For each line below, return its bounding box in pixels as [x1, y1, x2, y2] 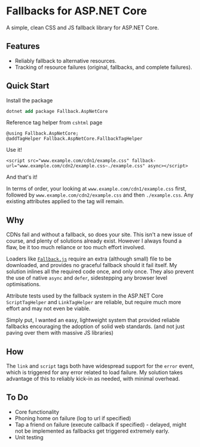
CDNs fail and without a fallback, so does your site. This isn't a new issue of [6, 231, 193, 238]
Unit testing [14, 433, 44, 440]
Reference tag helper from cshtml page [6, 119, 103, 126]
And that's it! [6, 173, 38, 180]
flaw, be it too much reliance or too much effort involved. [6, 244, 146, 251]
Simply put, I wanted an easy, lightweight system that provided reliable [6, 317, 180, 324]
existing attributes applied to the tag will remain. [6, 198, 124, 205]
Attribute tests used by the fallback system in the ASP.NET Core [6, 292, 164, 299]
